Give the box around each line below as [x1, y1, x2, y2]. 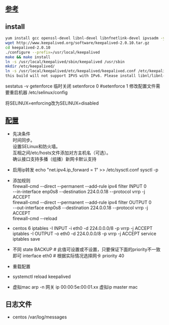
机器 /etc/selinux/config [18, 89, 68, 96]
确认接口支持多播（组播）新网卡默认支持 [12, 156, 97, 162]
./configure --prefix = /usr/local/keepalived [5, 50, 100, 55]
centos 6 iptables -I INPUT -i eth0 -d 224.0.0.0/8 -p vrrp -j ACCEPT [12, 225, 153, 231]
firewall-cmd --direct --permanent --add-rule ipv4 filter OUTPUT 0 [12, 199, 152, 205]
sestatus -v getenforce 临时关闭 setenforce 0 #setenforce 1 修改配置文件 [5, 83, 156, 89]
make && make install [5, 55, 51, 60]
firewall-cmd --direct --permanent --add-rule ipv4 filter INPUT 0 [12, 183, 147, 189]
